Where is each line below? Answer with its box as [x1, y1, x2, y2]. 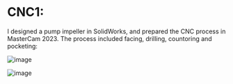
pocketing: [7, 42, 38, 50]
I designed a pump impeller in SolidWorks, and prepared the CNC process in [7, 27, 226, 35]
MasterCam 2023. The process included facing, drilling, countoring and [7, 34, 212, 42]
